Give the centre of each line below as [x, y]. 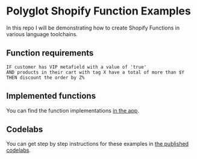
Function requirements [50, 53]
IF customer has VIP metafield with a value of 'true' [77, 67]
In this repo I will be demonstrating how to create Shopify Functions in [93, 28]
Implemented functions [51, 96]
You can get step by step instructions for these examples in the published [97, 144]
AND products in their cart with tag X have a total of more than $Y [95, 72]
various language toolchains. [42, 34]
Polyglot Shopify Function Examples [98, 11]
